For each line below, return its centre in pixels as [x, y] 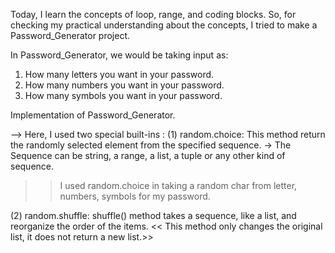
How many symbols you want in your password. [123, 95]
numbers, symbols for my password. [135, 196]
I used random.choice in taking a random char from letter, [178, 185]
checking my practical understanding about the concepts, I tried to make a [164, 25]
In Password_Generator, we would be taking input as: [119, 55]
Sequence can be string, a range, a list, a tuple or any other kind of [148, 155]
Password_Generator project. [70, 35]
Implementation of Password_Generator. [93, 115]
